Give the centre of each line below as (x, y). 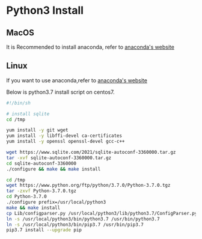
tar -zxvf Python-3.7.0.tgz (41, 191)
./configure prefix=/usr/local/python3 (56, 202)
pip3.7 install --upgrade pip (44, 230)
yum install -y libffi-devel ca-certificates (64, 136)
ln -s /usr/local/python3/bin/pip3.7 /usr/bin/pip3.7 (75, 225)
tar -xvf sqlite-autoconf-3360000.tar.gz (59, 158)
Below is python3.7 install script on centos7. (60, 92)
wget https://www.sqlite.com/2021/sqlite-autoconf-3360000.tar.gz (91, 153)
